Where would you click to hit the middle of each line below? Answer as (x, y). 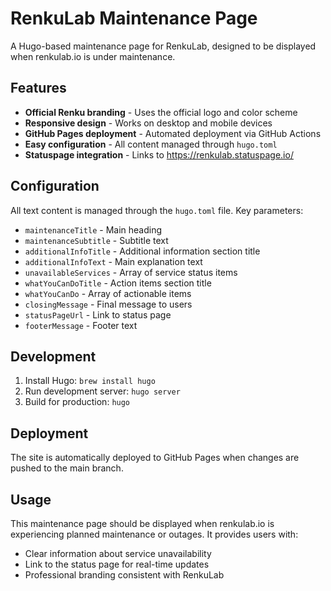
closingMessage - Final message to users (108, 304)
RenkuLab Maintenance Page (134, 18)
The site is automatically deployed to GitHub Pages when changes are (155, 458)
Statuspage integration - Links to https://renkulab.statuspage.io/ (159, 154)
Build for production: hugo (77, 402)
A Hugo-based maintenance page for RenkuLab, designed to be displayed (163, 46)
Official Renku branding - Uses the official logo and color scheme (161, 112)
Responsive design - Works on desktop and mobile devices (148, 123)
